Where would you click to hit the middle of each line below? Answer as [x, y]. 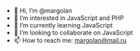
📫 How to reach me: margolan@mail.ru [70, 40]
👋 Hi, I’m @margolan [43, 11]
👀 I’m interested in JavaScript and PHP [69, 18]
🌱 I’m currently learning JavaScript [63, 25]
